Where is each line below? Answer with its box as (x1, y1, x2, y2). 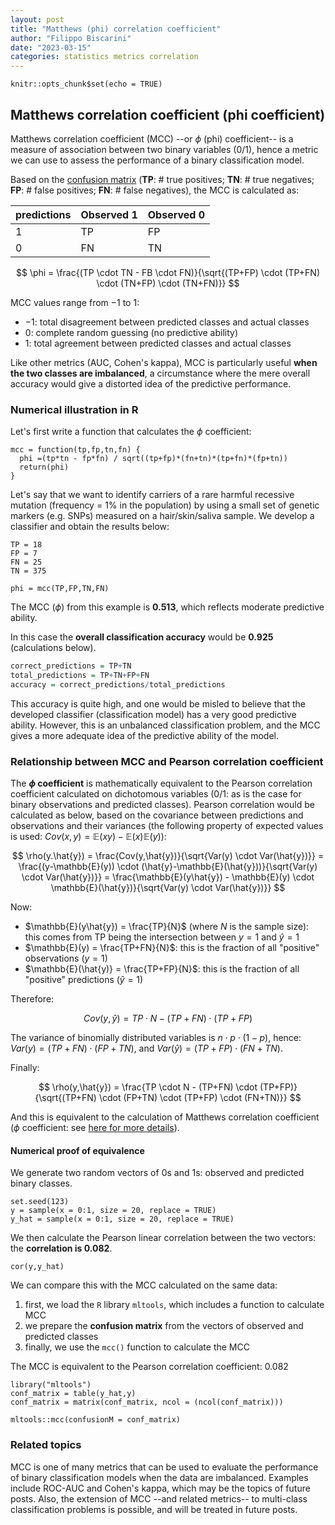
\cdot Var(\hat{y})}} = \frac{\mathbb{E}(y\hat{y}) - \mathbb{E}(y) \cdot (21, 871, 315, 883)
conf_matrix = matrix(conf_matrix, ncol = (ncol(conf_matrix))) (10, 1397, 284, 1408)
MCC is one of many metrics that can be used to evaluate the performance (10, 1461, 319, 1473)
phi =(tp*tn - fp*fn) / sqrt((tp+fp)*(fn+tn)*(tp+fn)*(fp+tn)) (19, 454, 288, 464)
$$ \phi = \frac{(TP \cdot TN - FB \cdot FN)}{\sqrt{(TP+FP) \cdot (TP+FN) (15, 266, 320, 278)
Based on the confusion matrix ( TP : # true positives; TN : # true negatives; (10, 173, 315, 185)
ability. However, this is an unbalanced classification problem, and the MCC (10, 719, 321, 731)
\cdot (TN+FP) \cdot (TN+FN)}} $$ (96, 277, 240, 289)
